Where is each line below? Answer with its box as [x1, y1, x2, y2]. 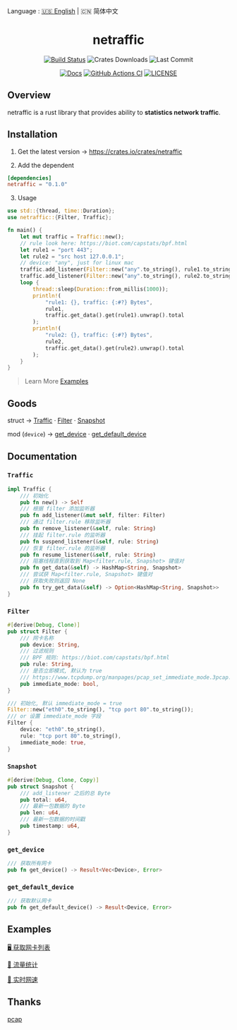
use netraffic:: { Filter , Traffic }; [7, 214, 112, 221]
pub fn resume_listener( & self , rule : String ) [20, 551, 157, 558]
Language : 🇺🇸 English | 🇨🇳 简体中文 [7, 7, 119, 15]
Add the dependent [17, 161, 74, 169]
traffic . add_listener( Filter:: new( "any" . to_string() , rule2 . [20, 273, 203, 280]
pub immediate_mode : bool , [20, 680, 99, 687]
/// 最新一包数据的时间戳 [20, 816, 86, 823]
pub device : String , [20, 641, 80, 648]
